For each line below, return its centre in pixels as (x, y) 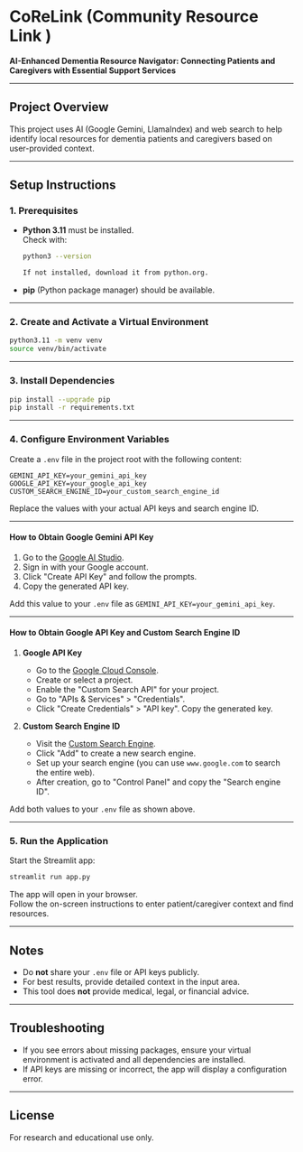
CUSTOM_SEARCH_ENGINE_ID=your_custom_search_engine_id (115, 491)
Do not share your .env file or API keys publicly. (111, 971)
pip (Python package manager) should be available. (118, 290)
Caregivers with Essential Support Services (93, 70)
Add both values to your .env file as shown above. (102, 809)
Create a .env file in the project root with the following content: (125, 459)
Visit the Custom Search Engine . (96, 743)
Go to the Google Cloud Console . (97, 670)
